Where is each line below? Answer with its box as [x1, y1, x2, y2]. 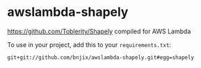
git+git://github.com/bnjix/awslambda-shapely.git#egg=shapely [7, 53, 195, 61]
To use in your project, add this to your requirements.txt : [7, 40, 172, 49]
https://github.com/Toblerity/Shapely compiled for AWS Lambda [7, 27, 191, 35]
